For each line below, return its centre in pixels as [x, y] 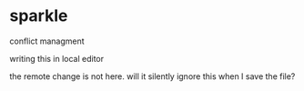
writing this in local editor [57, 58]
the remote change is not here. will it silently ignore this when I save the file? [152, 76]
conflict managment [47, 41]
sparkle [39, 16]
